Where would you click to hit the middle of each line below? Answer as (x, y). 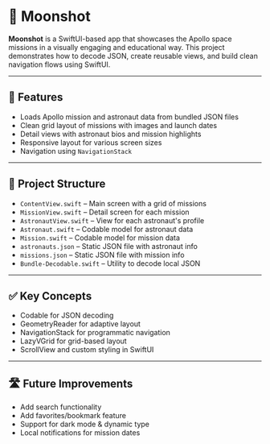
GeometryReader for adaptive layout (80, 324)
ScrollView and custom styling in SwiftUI (87, 350)
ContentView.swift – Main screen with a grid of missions (113, 203)
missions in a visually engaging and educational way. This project (117, 47)
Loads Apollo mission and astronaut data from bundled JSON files (129, 117)
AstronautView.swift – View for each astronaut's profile (112, 220)
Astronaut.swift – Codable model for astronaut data (106, 229)
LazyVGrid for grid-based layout (73, 341)
